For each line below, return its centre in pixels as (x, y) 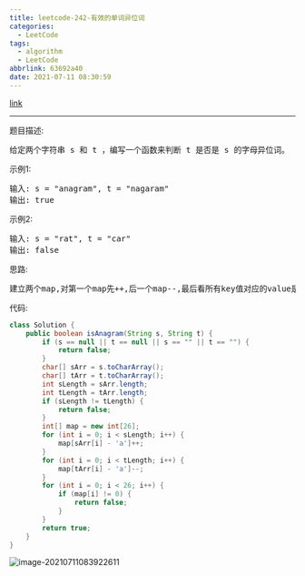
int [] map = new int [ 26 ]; (91, 427)
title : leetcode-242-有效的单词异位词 (77, 18)
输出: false (34, 250)
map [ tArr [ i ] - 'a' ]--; (101, 469)
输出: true (32, 200)
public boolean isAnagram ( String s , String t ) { (119, 333)
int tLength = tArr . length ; (95, 392)
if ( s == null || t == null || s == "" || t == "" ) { (146, 342)
